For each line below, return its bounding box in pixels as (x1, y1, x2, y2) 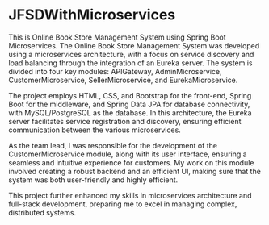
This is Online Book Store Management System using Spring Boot (8, 32, 226, 42)
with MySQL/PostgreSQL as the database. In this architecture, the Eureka (8, 107, 252, 118)
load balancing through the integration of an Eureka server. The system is (8, 58, 253, 68)
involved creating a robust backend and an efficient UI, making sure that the (8, 166, 261, 176)
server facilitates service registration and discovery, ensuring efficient (8, 116, 242, 126)
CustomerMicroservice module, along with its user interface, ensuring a (8, 149, 248, 159)
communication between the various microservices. (8, 125, 182, 135)
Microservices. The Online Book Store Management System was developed (8, 40, 260, 50)
